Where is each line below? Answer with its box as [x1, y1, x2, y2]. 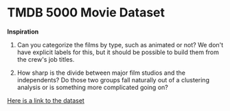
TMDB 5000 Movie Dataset [7, 5, 165, 21]
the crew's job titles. [16, 55, 75, 63]
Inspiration [7, 27, 39, 36]
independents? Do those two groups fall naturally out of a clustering [16, 75, 209, 84]
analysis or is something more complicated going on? [16, 83, 168, 91]
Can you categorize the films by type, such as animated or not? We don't [16, 40, 224, 49]
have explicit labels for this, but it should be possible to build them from [16, 48, 220, 56]
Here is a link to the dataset [7, 96, 84, 104]
